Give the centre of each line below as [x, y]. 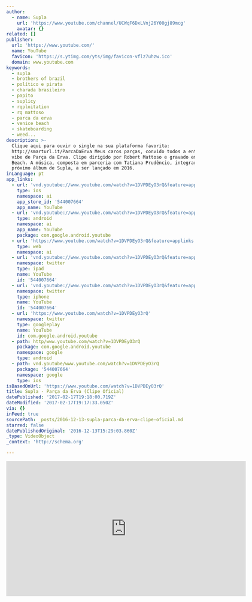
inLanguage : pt [25, 174]
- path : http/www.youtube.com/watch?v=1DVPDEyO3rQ [76, 341]
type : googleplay [39, 324]
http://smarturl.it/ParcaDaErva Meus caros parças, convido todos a [99, 151]
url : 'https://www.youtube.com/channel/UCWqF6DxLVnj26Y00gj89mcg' [101, 23]
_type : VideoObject [31, 436]
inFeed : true [22, 414]
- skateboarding [32, 129]
